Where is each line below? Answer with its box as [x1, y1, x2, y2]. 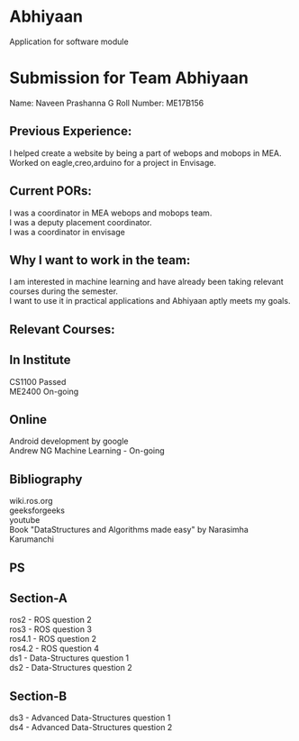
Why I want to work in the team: [9, 252, 191, 268]
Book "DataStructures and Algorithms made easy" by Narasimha [9, 525, 249, 535]
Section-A [9, 590, 68, 606]
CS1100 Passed [9, 376, 67, 387]
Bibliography [9, 471, 83, 487]
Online [9, 412, 48, 427]
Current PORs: [9, 183, 92, 199]
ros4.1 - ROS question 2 [9, 634, 97, 645]
